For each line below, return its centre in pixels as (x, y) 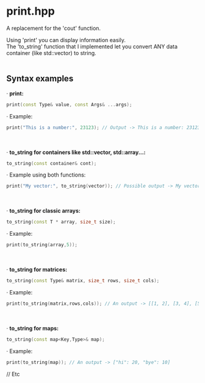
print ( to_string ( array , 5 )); (42, 245)
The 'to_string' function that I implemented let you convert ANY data (92, 46)
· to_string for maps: (33, 328)
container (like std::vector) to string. (51, 53)
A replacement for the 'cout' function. (54, 28)
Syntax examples (40, 78)
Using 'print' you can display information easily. (66, 40)
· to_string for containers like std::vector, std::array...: (76, 152)
